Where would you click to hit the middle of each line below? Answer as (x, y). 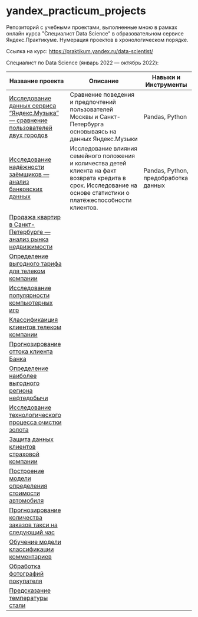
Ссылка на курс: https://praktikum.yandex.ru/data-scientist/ (80, 51)
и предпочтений (93, 102)
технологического (35, 414)
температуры (29, 598)
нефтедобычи (29, 398)
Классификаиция (34, 319)
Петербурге (26, 231)
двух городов (29, 135)
